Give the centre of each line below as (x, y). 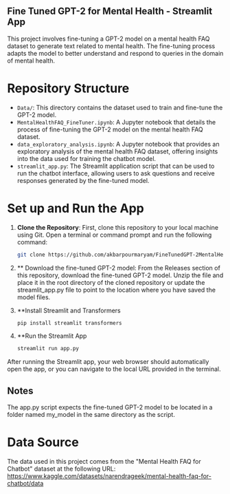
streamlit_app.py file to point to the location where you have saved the (116, 290)
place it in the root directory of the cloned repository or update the (111, 282)
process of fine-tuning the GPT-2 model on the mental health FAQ (110, 129)
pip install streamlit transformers (69, 323)
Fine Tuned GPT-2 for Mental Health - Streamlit (110, 11)
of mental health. (31, 61)
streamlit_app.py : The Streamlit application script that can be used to (116, 166)
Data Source (43, 442)
